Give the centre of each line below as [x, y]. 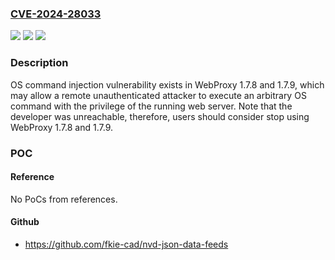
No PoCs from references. [64, 199]
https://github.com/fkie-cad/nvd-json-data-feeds [126, 244]
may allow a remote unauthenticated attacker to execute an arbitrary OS [158, 95]
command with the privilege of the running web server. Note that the [151, 106]
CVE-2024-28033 [56, 14]
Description [39, 63]
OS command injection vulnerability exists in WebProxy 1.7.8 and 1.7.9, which [167, 84]
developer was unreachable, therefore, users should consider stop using [160, 116]
